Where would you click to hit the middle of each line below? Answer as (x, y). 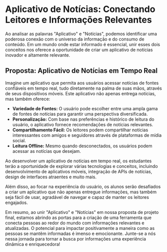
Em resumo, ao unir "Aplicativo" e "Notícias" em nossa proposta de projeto (82, 212)
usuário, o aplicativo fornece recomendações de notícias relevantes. (83, 124)
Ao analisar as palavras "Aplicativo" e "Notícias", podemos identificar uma (81, 34)
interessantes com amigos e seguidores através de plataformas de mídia (87, 135)
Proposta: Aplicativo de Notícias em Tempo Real (82, 71)
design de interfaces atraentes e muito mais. (51, 177)
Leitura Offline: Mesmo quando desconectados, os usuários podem (82, 146)
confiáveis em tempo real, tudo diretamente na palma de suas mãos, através (83, 88)
